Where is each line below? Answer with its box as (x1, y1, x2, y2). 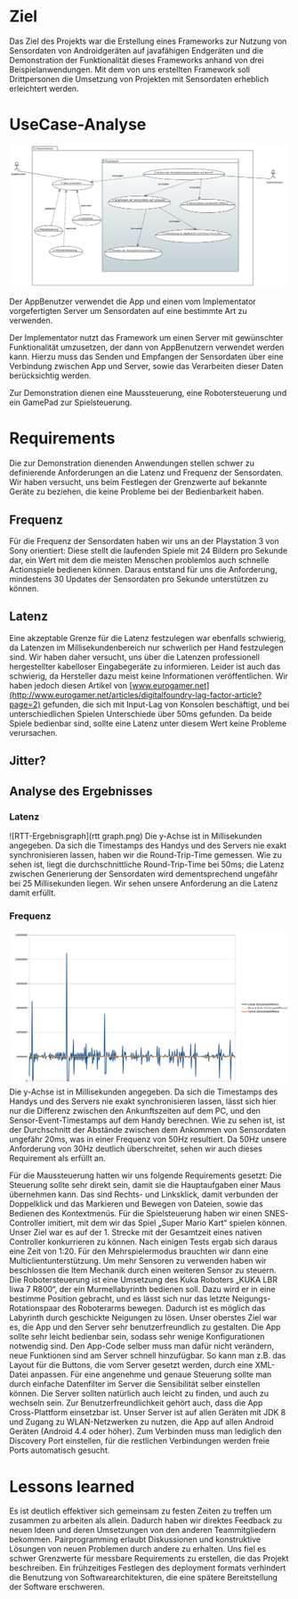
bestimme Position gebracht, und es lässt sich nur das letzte (9, 1293, 230, 1304)
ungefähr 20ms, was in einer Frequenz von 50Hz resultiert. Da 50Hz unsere (9, 1134, 287, 1145)
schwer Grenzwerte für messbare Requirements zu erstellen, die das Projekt (9, 1554, 289, 1564)
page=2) (9, 698, 42, 710)
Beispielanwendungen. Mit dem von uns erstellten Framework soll (9, 64, 251, 75)
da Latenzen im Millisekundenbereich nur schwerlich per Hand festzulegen (9, 642, 284, 653)
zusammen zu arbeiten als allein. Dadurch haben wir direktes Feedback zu (9, 1515, 283, 1526)
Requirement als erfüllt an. (9, 1153, 106, 1164)
